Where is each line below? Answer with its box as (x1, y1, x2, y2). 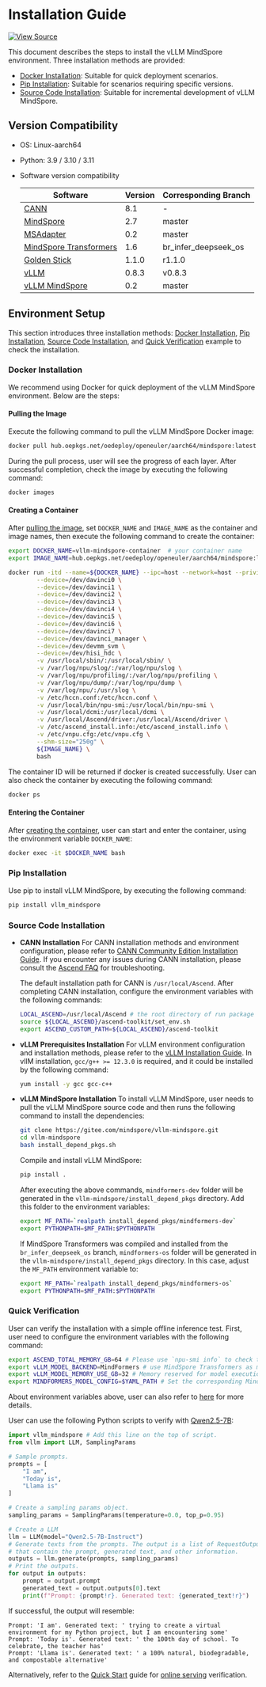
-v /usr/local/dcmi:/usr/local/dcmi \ (36, 709, 165, 716)
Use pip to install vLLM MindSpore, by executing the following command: (8, 885, 247, 895)
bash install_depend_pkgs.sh (19, 1142, 116, 1149)
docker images (8, 488, 55, 496)
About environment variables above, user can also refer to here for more (8, 1392, 245, 1402)
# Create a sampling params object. (8, 1504, 129, 1512)
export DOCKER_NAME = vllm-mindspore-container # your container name (8, 547, 243, 555)
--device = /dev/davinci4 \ (36, 606, 123, 614)
